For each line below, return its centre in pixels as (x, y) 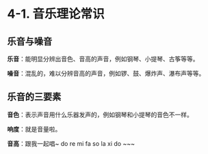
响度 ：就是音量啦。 (34, 129)
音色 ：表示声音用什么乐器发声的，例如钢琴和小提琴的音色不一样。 (100, 114)
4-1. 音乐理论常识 (56, 14)
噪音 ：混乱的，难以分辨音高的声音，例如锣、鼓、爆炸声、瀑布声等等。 (106, 73)
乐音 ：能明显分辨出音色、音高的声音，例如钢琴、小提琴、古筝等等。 (103, 59)
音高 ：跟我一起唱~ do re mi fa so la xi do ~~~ (71, 143)
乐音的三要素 (34, 97)
